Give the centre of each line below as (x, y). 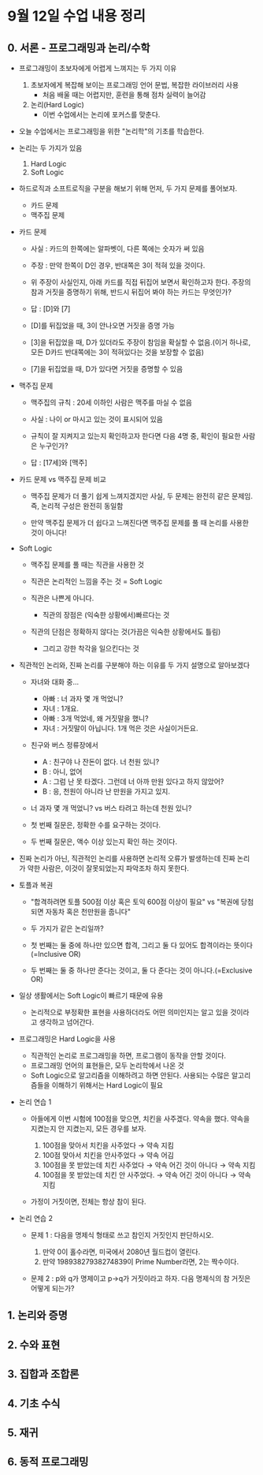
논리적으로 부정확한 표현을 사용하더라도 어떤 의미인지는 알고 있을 (130, 1012)
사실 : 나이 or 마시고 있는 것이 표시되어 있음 (96, 419)
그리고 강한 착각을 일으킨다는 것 (91, 648)
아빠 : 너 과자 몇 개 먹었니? (83, 698)
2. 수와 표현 (34, 1344)
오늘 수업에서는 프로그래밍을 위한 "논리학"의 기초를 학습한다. (111, 131)
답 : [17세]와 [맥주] (59, 463)
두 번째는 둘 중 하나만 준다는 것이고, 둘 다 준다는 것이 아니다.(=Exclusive (141, 970)
